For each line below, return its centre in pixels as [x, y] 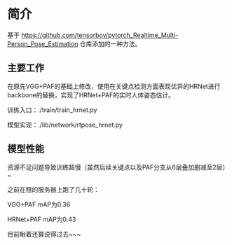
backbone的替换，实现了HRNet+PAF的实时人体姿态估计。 [91, 94]
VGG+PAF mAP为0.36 [39, 204]
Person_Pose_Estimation [43, 43]
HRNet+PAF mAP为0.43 [42, 219]
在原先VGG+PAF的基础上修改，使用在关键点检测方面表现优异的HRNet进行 [114, 86]
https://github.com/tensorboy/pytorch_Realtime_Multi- [100, 35]
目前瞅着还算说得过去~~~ [44, 234]
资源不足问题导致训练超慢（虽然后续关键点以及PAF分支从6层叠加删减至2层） [117, 167]
